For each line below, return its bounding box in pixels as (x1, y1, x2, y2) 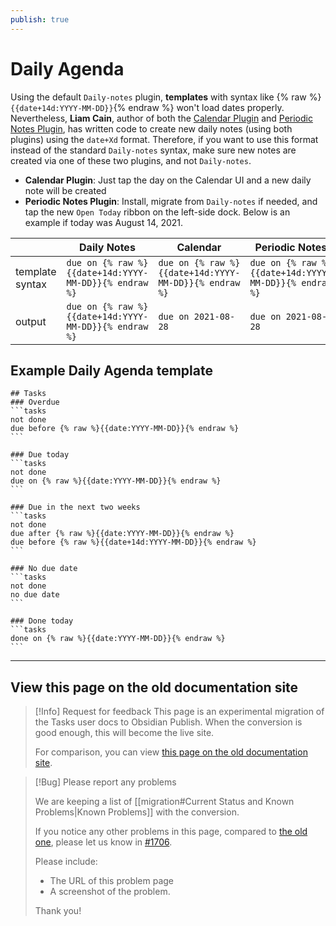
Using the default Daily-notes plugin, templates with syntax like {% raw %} (10, 91, 322, 103)
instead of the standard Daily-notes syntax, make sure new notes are (10, 144, 297, 156)
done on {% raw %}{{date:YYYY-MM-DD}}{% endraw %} (10, 634, 226, 644)
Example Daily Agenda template (10, 362, 213, 379)
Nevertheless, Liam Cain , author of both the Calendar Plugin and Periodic (10, 112, 313, 124)
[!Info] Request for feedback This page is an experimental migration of (34, 706, 325, 718)
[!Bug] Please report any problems (34, 776, 177, 788)
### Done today (10, 616, 74, 626)
